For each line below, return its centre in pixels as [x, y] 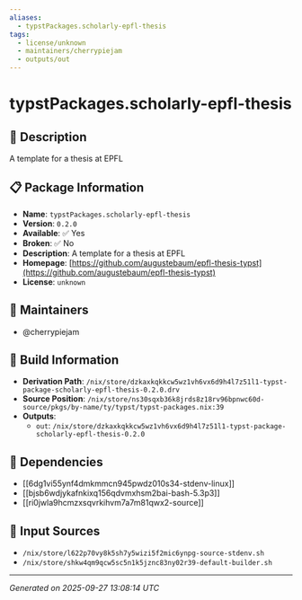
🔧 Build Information [64, 360]
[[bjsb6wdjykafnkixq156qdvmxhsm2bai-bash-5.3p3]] [121, 493]
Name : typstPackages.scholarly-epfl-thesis [107, 214]
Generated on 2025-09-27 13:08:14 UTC [84, 588]
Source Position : [53, 399]
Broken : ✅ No [48, 243]
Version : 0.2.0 [50, 223]
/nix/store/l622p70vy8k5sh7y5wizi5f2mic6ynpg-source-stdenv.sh [143, 553]
